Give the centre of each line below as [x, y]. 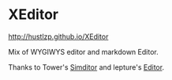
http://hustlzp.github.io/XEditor [58, 36]
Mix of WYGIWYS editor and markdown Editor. [84, 51]
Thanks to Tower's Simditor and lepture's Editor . [86, 67]
